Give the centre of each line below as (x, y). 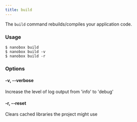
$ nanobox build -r (25, 56)
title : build (19, 10)
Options (15, 68)
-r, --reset (16, 103)
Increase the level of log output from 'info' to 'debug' (59, 92)
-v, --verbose (19, 80)
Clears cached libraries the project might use (51, 114)
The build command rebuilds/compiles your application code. (69, 24)
